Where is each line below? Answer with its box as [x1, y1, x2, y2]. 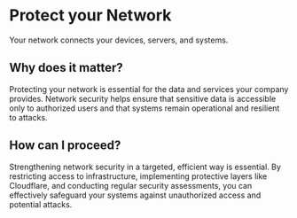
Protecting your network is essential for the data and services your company [9, 83, 289, 94]
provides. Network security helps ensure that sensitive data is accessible [9, 93, 277, 104]
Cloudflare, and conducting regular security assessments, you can [9, 180, 253, 191]
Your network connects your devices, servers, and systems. [9, 35, 229, 45]
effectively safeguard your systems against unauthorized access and [9, 190, 262, 200]
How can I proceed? [9, 138, 121, 153]
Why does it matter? [9, 60, 123, 75]
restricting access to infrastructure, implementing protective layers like [9, 170, 268, 182]
